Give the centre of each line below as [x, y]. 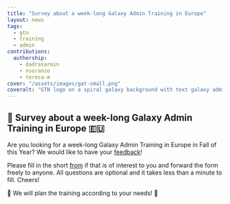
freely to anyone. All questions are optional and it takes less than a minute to [115, 173]
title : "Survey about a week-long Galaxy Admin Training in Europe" [107, 13]
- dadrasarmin [39, 64]
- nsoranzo [35, 71]
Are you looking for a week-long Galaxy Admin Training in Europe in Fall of [112, 144]
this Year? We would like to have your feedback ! [75, 152]
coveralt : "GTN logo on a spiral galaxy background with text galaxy [108, 90]
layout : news [26, 20]
